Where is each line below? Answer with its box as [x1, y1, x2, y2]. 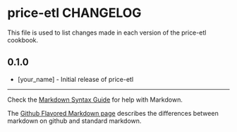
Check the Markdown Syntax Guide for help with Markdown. [7, 95, 183, 104]
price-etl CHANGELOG [7, 5, 142, 21]
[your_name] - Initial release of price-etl [17, 75, 134, 83]
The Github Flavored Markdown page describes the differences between [7, 109, 219, 117]
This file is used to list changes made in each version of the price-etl [7, 28, 207, 37]
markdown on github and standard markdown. [7, 116, 142, 125]
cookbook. [7, 35, 39, 44]
